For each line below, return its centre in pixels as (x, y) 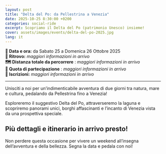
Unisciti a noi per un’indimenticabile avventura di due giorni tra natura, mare (82, 88)
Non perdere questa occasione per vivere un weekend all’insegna (72, 141)
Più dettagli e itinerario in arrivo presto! (66, 129)
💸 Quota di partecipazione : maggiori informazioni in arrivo (66, 69)
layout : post (19, 10)
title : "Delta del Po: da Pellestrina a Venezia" (57, 14)
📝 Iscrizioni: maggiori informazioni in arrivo (50, 74)
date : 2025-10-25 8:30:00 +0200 (38, 19)
